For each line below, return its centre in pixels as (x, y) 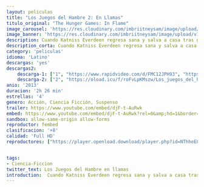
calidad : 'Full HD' (31, 136)
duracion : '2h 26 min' (35, 91)
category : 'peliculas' (35, 52)
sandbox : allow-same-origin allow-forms (58, 119)
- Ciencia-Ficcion (29, 164)
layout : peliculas (29, 12)
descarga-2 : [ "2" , (40, 80)
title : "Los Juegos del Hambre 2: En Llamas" (65, 18)
